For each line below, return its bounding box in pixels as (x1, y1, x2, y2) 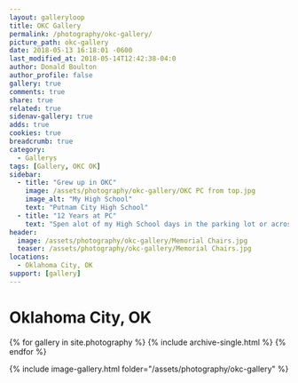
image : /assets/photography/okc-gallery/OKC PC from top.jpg (25, 187, 255, 195)
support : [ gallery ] (9, 269, 82, 278)
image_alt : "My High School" (25, 195, 133, 204)
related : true (9, 104, 62, 113)
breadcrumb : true (9, 137, 74, 146)
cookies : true (9, 129, 62, 138)
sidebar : (9, 170, 42, 179)
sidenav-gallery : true (9, 112, 93, 121)
